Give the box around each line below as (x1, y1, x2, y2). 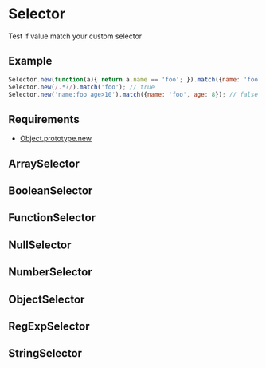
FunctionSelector (8, 211, 96, 224)
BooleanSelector (8, 184, 93, 197)
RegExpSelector (8, 319, 90, 333)
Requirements (8, 113, 80, 126)
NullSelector (8, 238, 72, 251)
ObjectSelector (8, 292, 85, 306)
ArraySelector (8, 156, 80, 170)
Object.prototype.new (19, 133, 92, 144)
